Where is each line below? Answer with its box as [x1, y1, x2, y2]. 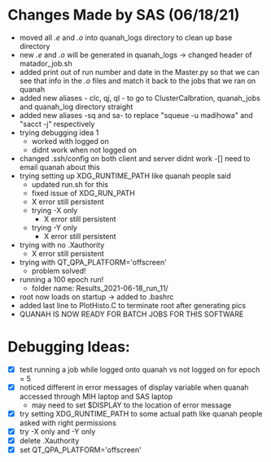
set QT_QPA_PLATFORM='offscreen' [19, 445, 142, 455]
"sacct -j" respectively [19, 119, 95, 129]
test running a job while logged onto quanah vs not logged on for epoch [19, 364, 260, 374]
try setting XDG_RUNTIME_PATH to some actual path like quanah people [19, 409, 263, 418]
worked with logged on [31, 136, 109, 146]
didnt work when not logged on [31, 145, 138, 155]
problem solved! [31, 266, 86, 276]
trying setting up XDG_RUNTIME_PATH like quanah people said [19, 171, 231, 181]
